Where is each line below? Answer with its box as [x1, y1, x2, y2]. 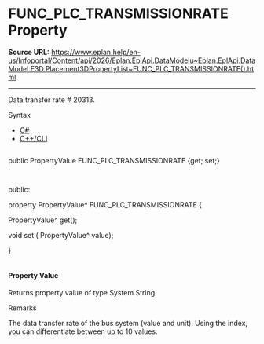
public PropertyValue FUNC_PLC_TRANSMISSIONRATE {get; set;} [8, 156, 220, 165]
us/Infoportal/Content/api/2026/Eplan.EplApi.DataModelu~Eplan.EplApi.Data [8, 56, 256, 65]
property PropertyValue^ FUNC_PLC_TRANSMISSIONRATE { [8, 199, 203, 209]
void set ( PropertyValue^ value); [8, 230, 114, 240]
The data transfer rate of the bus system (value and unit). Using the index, [8, 319, 248, 328]
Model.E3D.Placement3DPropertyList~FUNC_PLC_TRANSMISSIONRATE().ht [8, 64, 254, 73]
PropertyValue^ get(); [8, 215, 78, 225]
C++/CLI [19, 134, 48, 143]
